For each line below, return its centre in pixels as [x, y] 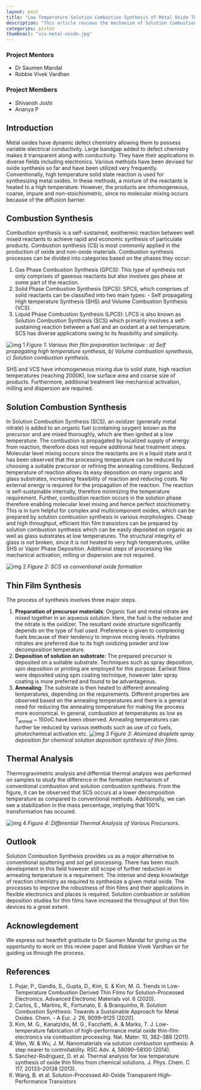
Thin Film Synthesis [44, 585]
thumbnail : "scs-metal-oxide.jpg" [49, 34]
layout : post [22, 12]
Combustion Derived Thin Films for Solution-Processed [116, 992]
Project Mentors [30, 55]
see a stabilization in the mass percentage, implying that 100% [83, 805]
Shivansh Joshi [33, 103]
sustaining [28, 327]
